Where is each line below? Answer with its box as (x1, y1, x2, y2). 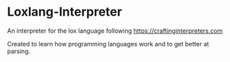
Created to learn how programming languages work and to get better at (7, 40, 209, 48)
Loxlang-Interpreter (7, 4, 122, 20)
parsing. (7, 47, 31, 55)
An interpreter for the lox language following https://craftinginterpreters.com (7, 27, 223, 35)
